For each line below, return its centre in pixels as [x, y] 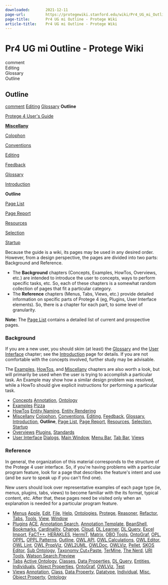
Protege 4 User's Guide [29, 116]
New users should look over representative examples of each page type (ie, [83, 487]
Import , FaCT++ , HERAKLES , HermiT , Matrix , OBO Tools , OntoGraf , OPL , [87, 534]
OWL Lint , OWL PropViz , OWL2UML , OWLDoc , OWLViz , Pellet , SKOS [83, 545]
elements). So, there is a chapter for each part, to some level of [77, 305]
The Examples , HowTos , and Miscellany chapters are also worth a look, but [82, 369]
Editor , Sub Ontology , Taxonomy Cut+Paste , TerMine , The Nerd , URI [82, 550]
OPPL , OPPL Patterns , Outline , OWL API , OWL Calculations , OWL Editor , [86, 539]
